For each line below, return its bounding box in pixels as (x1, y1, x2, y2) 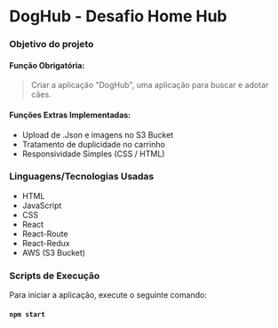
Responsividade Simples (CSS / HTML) (21, 148, 165, 159)
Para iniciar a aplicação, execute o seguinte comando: (9, 290, 207, 300)
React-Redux (21, 237, 70, 248)
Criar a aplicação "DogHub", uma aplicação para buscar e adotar (30, 80, 269, 91)
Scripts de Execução (9, 269, 100, 282)
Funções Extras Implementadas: (9, 109, 131, 120)
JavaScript (21, 200, 62, 211)
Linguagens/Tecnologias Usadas (9, 171, 155, 183)
